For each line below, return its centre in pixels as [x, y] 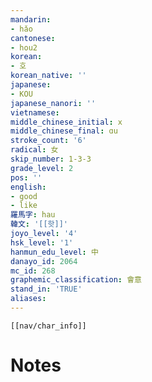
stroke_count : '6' [48, 141]
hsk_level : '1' [42, 242]
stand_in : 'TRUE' [46, 289]
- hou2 [24, 47]
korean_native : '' [48, 76]
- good [24, 196]
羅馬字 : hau [33, 215]
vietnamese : [35, 112]
